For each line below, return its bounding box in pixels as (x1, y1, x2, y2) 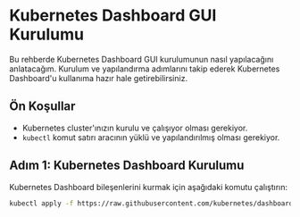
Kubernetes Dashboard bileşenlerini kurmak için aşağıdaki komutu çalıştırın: (9, 181, 288, 192)
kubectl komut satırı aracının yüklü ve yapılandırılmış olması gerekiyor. (21, 131, 280, 143)
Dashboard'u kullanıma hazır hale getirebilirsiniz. (9, 72, 188, 83)
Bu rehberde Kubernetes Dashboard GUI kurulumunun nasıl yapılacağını (9, 54, 274, 64)
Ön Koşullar (9, 99, 76, 114)
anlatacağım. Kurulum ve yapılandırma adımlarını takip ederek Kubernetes (9, 63, 280, 74)
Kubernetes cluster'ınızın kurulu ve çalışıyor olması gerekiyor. (21, 122, 248, 133)
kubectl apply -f (9, 198, 74, 208)
